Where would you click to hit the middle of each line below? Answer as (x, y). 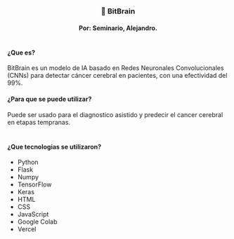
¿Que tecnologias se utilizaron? (54, 146)
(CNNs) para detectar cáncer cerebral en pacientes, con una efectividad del (117, 76)
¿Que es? (21, 53)
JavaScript (33, 214)
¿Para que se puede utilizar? (50, 99)
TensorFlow (34, 184)
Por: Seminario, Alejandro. (118, 28)
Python (28, 162)
